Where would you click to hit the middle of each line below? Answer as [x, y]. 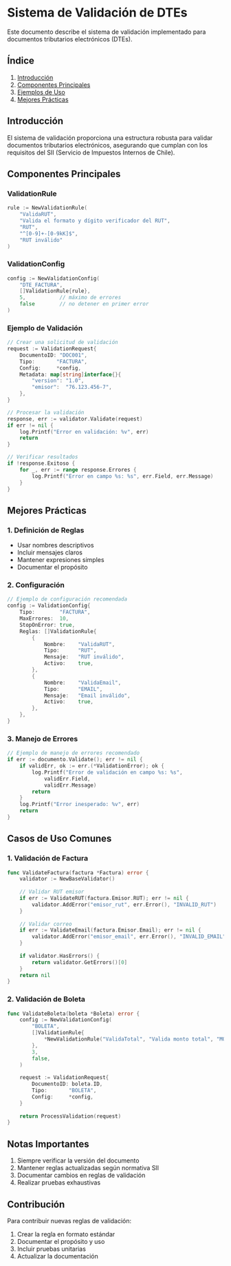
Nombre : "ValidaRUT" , [79, 644]
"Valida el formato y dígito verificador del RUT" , [95, 221]
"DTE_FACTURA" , [41, 285]
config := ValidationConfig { [49, 606]
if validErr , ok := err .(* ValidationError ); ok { [92, 766]
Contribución [36, 1204]
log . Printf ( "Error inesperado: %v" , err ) [79, 805]
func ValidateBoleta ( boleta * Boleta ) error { [73, 1014]
